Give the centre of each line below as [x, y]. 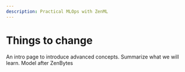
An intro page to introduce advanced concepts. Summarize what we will [92, 57]
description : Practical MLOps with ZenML [57, 11]
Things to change [49, 40]
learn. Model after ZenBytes [40, 63]
